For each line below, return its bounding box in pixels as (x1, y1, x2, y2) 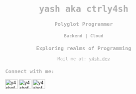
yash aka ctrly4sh (39, 3, 129, 14)
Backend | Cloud (64, 33, 104, 38)
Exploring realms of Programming (36, 45, 132, 52)
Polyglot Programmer (54, 21, 113, 28)
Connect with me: (5, 68, 55, 75)
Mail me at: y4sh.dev (57, 56, 111, 62)
